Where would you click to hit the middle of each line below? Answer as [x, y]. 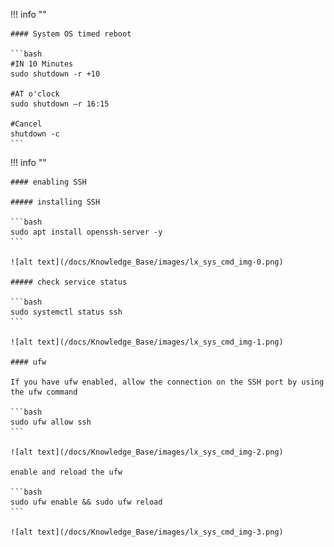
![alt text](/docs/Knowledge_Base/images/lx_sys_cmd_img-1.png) [147, 342]
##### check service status [69, 282]
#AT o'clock [35, 94]
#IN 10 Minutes [42, 64]
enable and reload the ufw [66, 472]
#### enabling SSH [48, 182]
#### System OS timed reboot [71, 34]
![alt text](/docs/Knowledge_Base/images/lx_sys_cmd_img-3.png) [147, 532]
